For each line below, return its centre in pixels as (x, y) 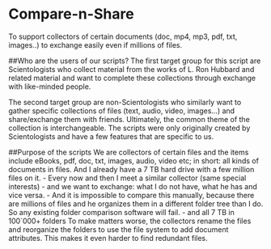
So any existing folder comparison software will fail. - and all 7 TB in (121, 212)
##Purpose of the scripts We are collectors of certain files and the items (129, 152)
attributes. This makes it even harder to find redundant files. (108, 238)
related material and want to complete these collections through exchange (132, 78)
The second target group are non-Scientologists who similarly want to (125, 102)
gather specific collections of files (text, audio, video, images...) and (122, 111)
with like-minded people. (50, 87)
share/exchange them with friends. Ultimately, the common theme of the (129, 119)
